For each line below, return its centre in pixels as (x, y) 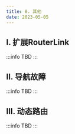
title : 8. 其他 (24, 11)
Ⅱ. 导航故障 (26, 77)
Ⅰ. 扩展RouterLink (38, 42)
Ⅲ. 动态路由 (27, 111)
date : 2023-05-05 (27, 17)
